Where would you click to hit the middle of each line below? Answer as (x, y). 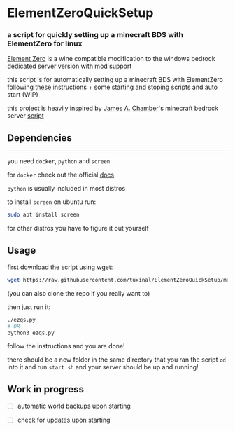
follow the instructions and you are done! (66, 346)
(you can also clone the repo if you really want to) (79, 293)
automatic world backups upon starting (74, 406)
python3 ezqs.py (31, 333)
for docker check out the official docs (61, 175)
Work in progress (45, 389)
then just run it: (29, 307)
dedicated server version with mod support (70, 66)
